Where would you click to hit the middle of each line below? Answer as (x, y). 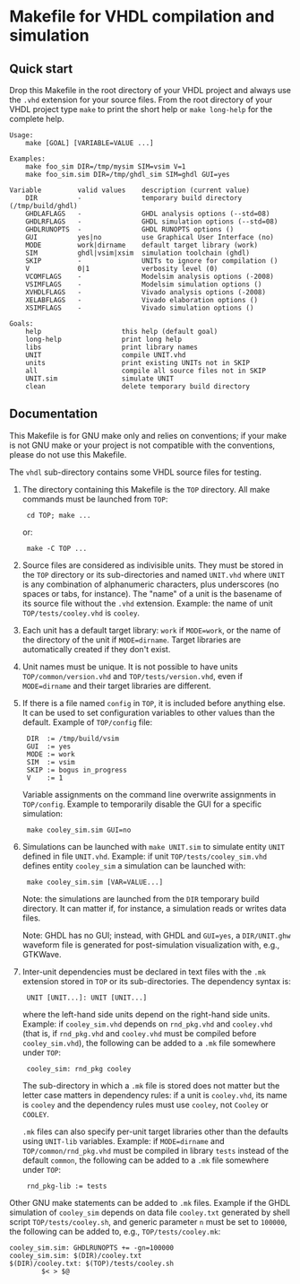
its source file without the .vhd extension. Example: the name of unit (147, 603)
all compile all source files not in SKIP (146, 371)
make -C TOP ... (57, 548)
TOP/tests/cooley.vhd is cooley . (81, 613)
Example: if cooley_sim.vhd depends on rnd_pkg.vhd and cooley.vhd (147, 1024)
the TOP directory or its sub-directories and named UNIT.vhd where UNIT (153, 574)
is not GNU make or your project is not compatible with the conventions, (142, 445)
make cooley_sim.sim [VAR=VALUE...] (95, 882)
